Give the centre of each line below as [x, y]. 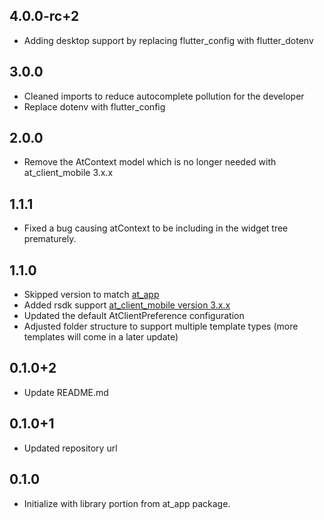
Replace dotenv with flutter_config [94, 106]
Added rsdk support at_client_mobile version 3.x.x [127, 305]
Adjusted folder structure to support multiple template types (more [161, 326]
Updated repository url [70, 448]
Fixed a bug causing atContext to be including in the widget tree [156, 228]
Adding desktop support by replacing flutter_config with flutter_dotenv [168, 40]
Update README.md [66, 392]
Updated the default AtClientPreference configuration [134, 316]
